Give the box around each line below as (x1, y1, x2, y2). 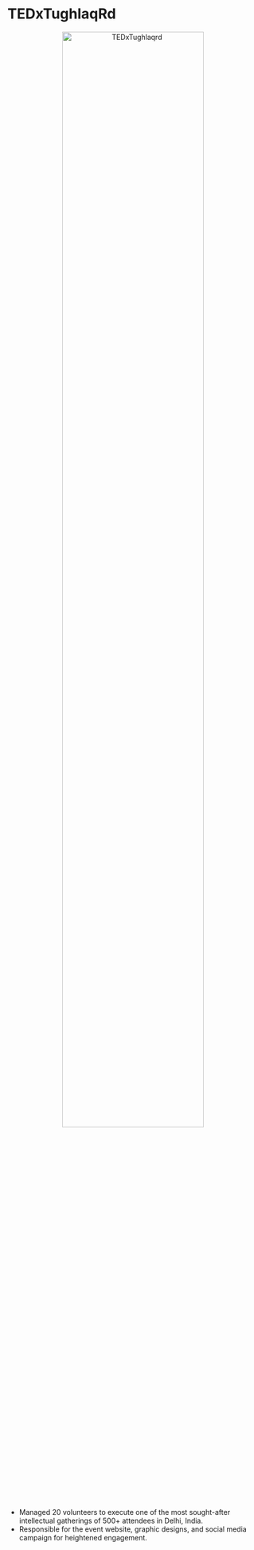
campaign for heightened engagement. (18, 1532, 148, 1542)
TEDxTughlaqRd (7, 5, 116, 23)
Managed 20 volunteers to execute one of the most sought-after (18, 1507, 231, 1516)
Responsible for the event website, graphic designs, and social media (18, 1524, 248, 1534)
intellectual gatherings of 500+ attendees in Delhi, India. (18, 1516, 204, 1525)
